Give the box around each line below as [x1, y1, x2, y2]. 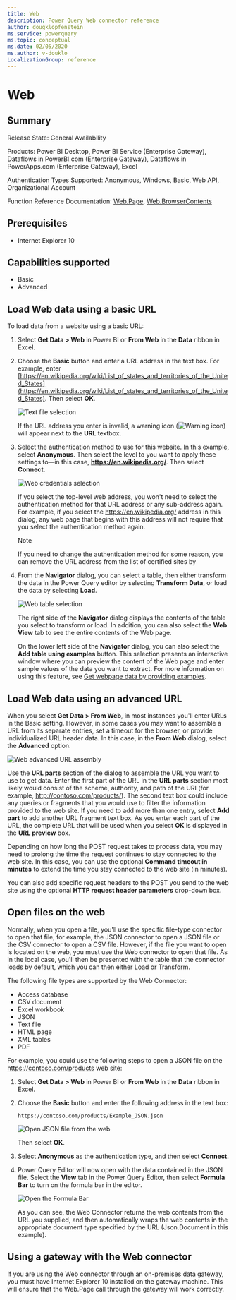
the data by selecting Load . [17, 586, 97, 595]
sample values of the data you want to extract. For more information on [17, 665, 224, 673]
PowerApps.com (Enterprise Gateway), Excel [7, 162, 137, 170]
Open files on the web [7, 906, 106, 918]
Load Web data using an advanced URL [7, 692, 182, 704]
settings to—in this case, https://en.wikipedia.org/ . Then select [17, 458, 204, 467]
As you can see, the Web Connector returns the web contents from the [17, 1208, 224, 1216]
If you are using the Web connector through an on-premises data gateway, [7, 1270, 224, 1278]
